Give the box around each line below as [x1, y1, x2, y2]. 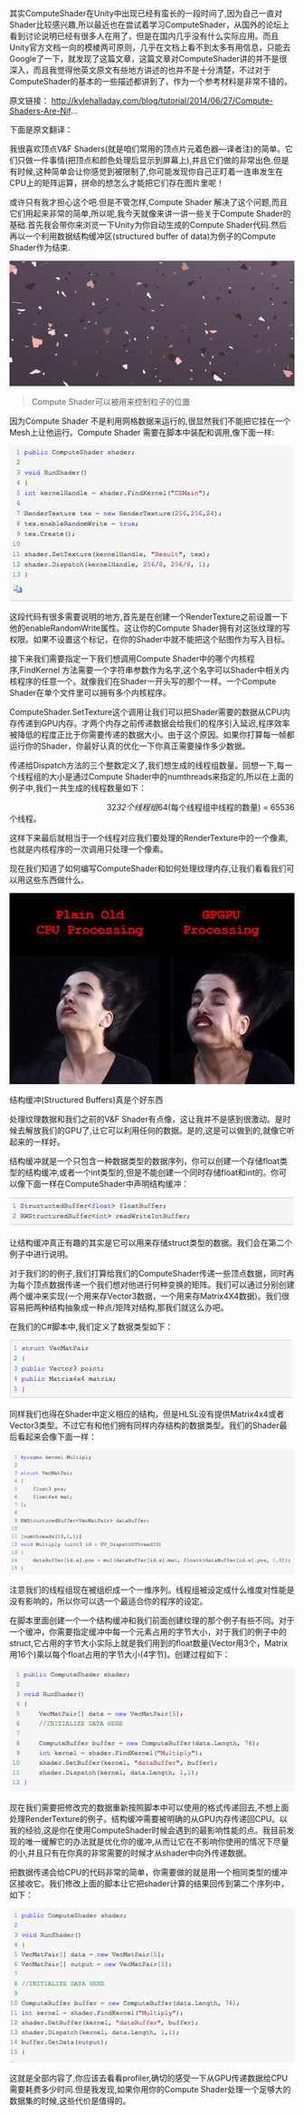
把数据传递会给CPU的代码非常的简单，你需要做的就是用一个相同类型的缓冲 [9, 1867, 288, 1878]
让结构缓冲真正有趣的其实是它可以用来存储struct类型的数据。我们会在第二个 [9, 1237, 293, 1248]
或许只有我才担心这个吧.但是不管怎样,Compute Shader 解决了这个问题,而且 [9, 197, 288, 207]
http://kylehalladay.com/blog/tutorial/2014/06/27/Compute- [51, 95, 274, 106]
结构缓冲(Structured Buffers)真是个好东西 [9, 1094, 164, 1105]
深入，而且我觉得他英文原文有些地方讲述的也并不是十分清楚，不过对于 [9, 64, 271, 75]
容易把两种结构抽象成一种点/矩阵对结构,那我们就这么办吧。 [9, 1301, 229, 1313]
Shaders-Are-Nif [9, 105, 71, 116]
